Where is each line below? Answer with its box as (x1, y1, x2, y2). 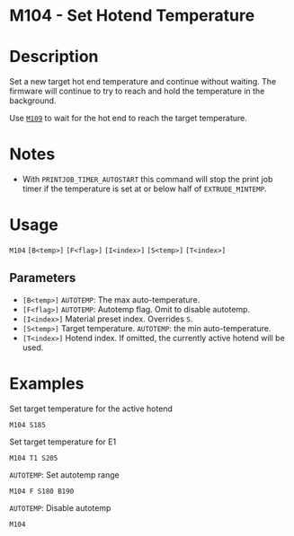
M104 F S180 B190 (9, 487, 75, 496)
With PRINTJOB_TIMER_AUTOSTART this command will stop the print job (22, 174, 273, 185)
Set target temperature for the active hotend (9, 403, 174, 414)
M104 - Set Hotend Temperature (9, 5, 255, 26)
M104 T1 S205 (9, 453, 58, 462)
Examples (9, 373, 85, 393)
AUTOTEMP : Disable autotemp (9, 502, 111, 513)
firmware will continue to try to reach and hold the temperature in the (9, 86, 265, 97)
